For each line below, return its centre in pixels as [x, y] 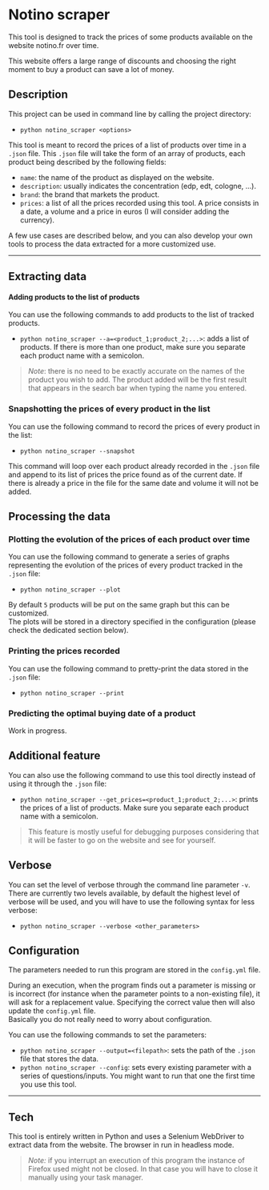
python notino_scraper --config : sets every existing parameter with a [136, 1068]
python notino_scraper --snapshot [77, 451]
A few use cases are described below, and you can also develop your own [131, 235]
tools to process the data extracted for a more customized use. [112, 244]
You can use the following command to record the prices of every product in [134, 427]
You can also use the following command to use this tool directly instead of [132, 775]
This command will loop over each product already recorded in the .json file [134, 466]
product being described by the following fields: [87, 162]
